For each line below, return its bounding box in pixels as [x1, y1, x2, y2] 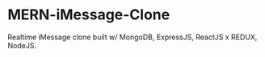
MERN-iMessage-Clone [7, 6, 170, 24]
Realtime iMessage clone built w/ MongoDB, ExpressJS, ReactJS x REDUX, [7, 32, 258, 42]
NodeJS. [7, 40, 37, 50]
